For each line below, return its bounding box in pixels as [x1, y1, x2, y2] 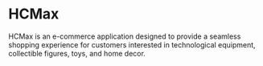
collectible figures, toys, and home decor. [8, 48, 146, 58]
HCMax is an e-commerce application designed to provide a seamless [8, 31, 241, 41]
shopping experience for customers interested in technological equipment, [8, 39, 256, 49]
